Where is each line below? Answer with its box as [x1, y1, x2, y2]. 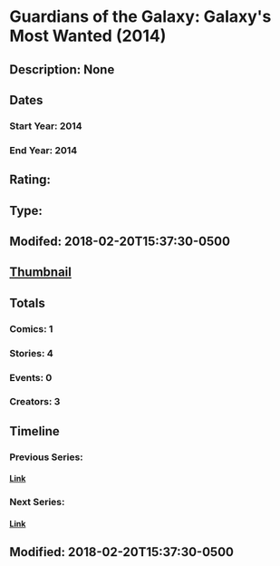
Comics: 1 [9, 322, 53, 335]
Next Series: [9, 496, 65, 509]
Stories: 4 [9, 346, 54, 359]
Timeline [9, 424, 61, 439]
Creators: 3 [9, 395, 61, 408]
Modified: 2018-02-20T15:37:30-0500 [9, 544, 234, 560]
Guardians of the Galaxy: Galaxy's [9, 6, 272, 27]
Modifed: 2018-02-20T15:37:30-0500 [9, 233, 231, 249]
